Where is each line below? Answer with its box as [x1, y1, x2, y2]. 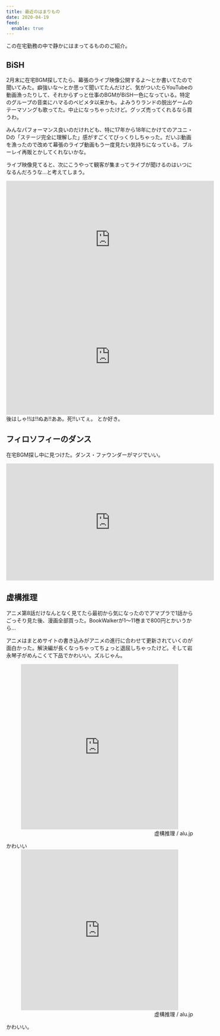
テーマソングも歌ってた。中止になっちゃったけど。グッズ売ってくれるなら [6, 106, 187, 114]
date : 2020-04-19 [6, 14, 49, 20]
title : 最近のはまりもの [6, 8, 60, 15]
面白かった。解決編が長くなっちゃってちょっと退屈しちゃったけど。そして [6, 644, 188, 651]
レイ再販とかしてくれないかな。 [11, 149, 90, 156]
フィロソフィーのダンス [6, 434, 92, 445]
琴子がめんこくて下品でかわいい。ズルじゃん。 [11, 651, 126, 659]
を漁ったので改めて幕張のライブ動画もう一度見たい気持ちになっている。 [6, 141, 183, 149]
